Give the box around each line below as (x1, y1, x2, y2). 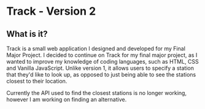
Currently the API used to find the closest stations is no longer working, (6, 89, 187, 96)
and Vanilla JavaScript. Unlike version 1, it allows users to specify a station (6, 64, 195, 72)
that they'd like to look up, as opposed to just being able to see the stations (6, 71, 196, 78)
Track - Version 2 (6, 4, 96, 18)
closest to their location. (6, 78, 68, 85)
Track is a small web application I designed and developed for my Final (6, 45, 186, 52)
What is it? (6, 29, 48, 39)
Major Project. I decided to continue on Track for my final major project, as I (6, 51, 198, 59)
